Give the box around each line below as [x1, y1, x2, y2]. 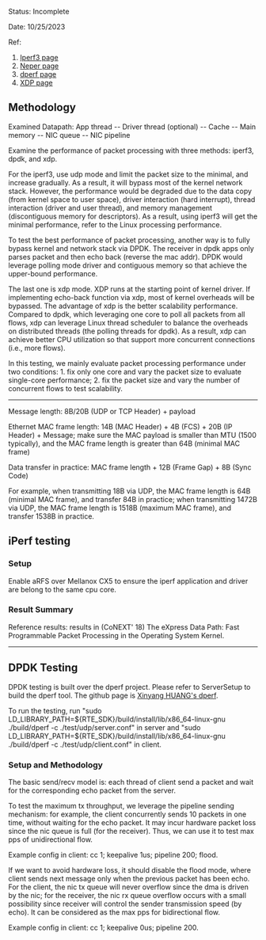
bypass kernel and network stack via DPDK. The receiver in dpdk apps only [8, 243, 255, 253]
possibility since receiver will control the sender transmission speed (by [8, 899, 242, 908]
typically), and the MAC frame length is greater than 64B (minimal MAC [8, 439, 240, 448]
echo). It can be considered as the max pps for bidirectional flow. [8, 907, 220, 917]
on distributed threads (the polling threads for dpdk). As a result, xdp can [8, 326, 247, 336]
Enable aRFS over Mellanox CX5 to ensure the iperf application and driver [8, 576, 249, 585]
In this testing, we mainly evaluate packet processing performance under [8, 358, 246, 367]
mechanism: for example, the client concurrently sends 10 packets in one [8, 809, 247, 819]
